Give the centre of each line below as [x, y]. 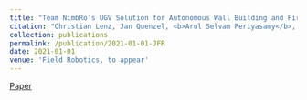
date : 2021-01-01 [42, 52]
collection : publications [58, 35]
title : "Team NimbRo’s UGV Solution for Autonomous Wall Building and [147, 18]
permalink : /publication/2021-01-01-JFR [88, 43]
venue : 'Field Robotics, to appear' [79, 60]
